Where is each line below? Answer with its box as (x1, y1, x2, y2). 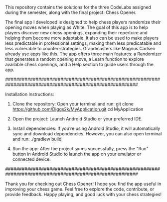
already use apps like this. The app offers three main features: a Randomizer (5, 51, 162, 57)
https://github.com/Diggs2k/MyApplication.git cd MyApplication (12, 106, 144, 112)
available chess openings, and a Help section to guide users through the (5, 62, 154, 67)
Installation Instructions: (5, 92, 54, 97)
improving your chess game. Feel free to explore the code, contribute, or (5, 186, 155, 192)
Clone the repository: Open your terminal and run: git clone (12, 101, 134, 106)
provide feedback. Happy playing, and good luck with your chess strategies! (5, 192, 162, 197)
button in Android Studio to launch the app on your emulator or (12, 151, 142, 157)
